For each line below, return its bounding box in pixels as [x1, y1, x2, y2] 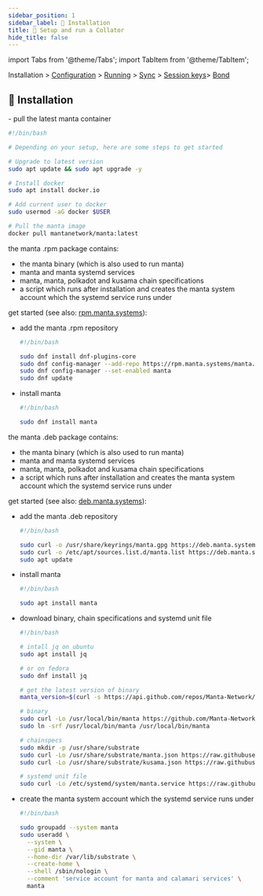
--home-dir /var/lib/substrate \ [27, 853, 137, 861]
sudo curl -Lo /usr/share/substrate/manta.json [19, 751, 178, 759]
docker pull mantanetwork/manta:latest [8, 229, 139, 237]
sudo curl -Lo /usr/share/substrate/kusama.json [19, 758, 182, 766]
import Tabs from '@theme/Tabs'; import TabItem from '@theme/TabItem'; [8, 55, 250, 65]
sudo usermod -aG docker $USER [8, 208, 111, 217]
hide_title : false [8, 33, 68, 42]
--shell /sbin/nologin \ [27, 868, 108, 876]
